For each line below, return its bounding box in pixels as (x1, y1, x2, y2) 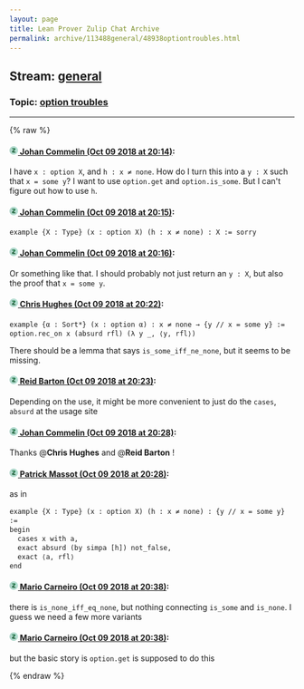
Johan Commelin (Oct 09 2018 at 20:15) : (19, 207, 175, 218)
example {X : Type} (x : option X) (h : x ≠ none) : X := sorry (9, 228, 257, 238)
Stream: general (9, 68, 102, 83)
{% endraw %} (9, 670, 65, 681)
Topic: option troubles (9, 95, 109, 108)
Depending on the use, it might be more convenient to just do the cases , (9, 396, 277, 407)
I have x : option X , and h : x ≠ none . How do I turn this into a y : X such (9, 166, 289, 177)
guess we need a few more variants (9, 611, 143, 622)
